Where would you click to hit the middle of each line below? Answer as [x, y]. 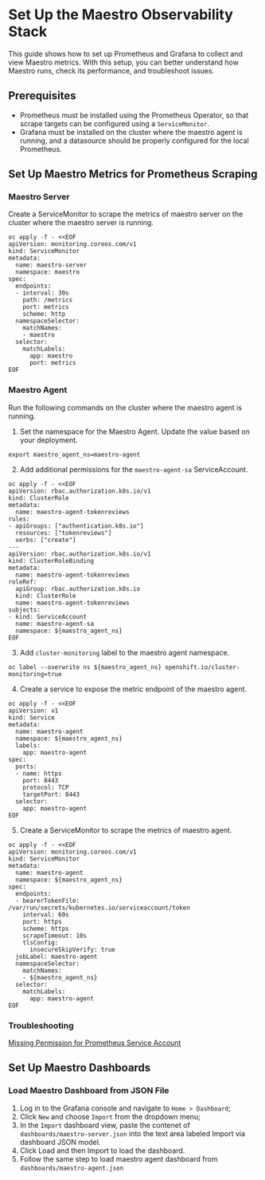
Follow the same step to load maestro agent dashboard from [119, 1158]
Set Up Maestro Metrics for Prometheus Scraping [133, 174]
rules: [19, 519]
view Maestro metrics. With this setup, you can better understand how [123, 62]
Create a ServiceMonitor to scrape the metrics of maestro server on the [126, 214]
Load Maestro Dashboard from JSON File [89, 1091]
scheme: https [46, 929]
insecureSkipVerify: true [72, 949]
